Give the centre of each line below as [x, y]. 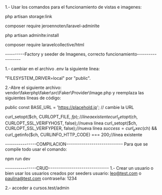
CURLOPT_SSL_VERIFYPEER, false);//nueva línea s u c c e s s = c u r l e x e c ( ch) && [81, 129]
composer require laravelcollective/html [45, 45]
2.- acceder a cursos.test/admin [37, 188]
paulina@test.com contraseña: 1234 [41, 178]
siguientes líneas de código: [33, 98]
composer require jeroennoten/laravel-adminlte [52, 26]
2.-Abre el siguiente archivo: [33, 88]
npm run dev [18, 159]
